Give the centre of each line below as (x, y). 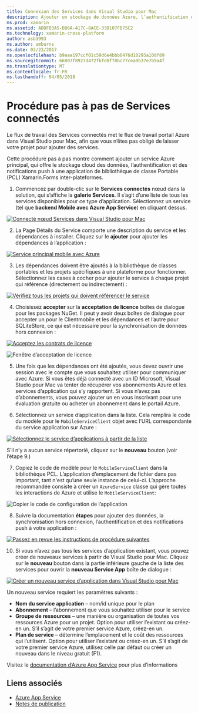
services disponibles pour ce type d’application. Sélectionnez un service (103, 201)
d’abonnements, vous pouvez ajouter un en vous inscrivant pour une (98, 398)
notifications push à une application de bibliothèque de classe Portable (93, 171)
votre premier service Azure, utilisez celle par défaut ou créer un (93, 647)
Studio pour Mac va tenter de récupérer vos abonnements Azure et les (101, 385)
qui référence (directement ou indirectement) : (71, 284)
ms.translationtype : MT (36, 66)
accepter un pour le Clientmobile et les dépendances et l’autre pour (97, 319)
